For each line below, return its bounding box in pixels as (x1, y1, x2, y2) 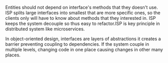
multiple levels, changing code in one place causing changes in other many (5, 47, 163, 52)
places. (5, 52, 21, 58)
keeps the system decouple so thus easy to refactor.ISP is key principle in (5, 20, 160, 26)
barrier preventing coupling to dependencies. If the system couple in (5, 41, 149, 47)
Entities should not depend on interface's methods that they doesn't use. (5, 5, 158, 10)
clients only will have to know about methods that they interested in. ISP (5, 15, 156, 21)
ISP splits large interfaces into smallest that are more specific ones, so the (5, 10, 160, 16)
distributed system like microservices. (5, 26, 85, 32)
